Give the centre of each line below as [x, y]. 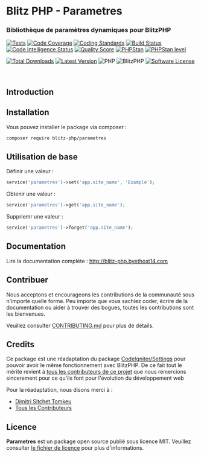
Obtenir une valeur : [31, 194]
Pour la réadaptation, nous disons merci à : [59, 390]
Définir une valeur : [30, 171]
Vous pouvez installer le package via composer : [66, 127]
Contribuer [27, 280]
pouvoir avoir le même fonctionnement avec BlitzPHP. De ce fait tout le [94, 365]
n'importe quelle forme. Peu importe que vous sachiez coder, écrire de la [97, 301]
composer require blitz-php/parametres [56, 138]
